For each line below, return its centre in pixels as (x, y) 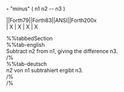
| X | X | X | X (22, 27)
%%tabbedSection (29, 38)
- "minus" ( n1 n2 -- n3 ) (36, 9)
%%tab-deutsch (27, 64)
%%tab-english (25, 45)
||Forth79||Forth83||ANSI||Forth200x (52, 20)
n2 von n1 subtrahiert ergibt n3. (45, 70)
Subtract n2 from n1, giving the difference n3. (62, 51)
